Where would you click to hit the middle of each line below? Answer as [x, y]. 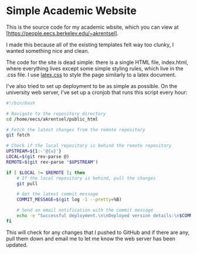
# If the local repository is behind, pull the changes [86, 178]
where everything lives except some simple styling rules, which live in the [95, 68]
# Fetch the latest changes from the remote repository [76, 130]
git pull [27, 184]
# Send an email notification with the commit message [85, 210]
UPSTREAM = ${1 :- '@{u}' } [34, 151]
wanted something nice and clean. [48, 50]
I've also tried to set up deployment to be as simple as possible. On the [92, 86]
